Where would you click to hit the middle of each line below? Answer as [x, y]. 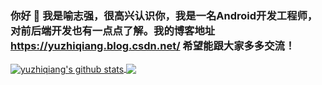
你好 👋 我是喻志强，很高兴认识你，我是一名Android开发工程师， [164, 15]
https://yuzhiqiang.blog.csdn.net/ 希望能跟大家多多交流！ [153, 45]
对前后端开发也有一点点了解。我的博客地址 [113, 30]
